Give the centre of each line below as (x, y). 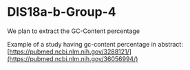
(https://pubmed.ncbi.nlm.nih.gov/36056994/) (73, 58)
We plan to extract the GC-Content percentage (73, 31)
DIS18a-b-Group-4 (62, 12)
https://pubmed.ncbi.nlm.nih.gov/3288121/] (71, 51)
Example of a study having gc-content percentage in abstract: (95, 44)
